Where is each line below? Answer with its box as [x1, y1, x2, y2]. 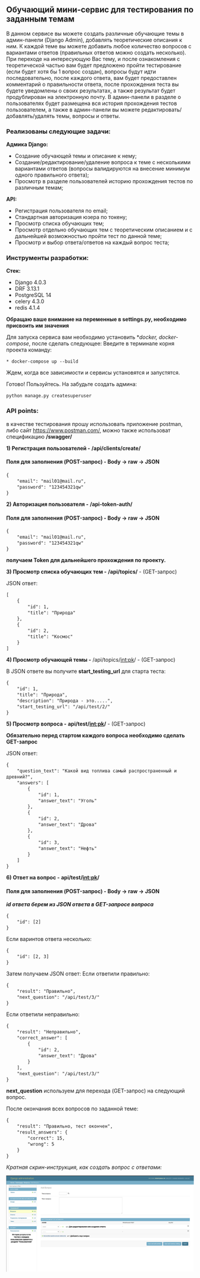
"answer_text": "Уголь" [37, 798, 97, 804]
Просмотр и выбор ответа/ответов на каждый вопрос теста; [14, 239, 170, 246]
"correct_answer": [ [17, 1035, 68, 1041]
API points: [6, 407, 39, 415]
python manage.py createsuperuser [6, 393, 92, 399]
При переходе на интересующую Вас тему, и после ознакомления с [6, 55, 180, 62]
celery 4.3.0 [14, 298, 45, 305]
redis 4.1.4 [14, 304, 40, 311]
